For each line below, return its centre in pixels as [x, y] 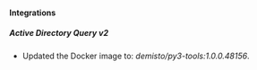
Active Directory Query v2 [59, 33]
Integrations [33, 13]
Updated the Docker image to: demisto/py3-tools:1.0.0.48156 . [136, 56]
